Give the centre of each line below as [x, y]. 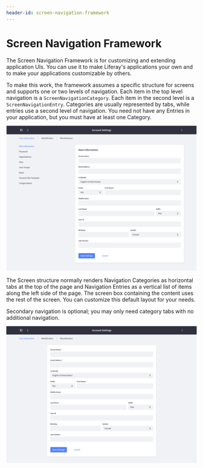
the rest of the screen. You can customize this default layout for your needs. [101, 300]
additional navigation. [33, 318]
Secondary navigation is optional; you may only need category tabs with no [100, 311]
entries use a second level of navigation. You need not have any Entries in [98, 110]
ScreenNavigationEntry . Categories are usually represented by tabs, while [98, 104]
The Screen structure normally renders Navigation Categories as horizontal [100, 280]
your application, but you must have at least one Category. [79, 117]
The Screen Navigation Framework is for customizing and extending [91, 60]
